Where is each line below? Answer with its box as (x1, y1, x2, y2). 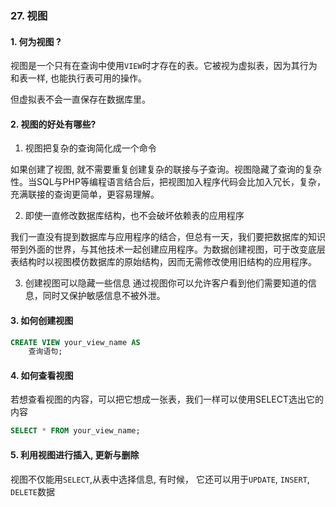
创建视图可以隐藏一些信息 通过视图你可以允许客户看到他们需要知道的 (24, 277, 308, 289)
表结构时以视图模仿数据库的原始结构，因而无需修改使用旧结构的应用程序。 (10, 256, 317, 268)
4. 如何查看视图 (10, 369, 74, 381)
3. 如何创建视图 (10, 314, 74, 326)
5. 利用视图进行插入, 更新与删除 (10, 448, 140, 461)
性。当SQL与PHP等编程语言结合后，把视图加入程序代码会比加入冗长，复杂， (10, 176, 326, 188)
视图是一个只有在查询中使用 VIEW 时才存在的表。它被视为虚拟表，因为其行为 (10, 60, 318, 72)
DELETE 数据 (10, 485, 55, 497)
